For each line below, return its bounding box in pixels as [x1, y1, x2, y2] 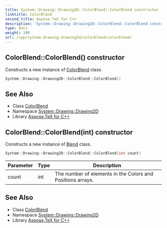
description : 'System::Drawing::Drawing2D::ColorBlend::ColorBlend [5, 21, 148, 26]
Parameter [7, 162, 33, 169]
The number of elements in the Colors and [54, 170, 154, 177]
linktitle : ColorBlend [5, 12, 52, 17]
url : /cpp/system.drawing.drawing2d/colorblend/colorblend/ [5, 35, 133, 40]
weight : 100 [5, 30, 30, 35]
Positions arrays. [54, 177, 94, 184]
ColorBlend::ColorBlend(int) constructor [5, 128, 133, 137]
